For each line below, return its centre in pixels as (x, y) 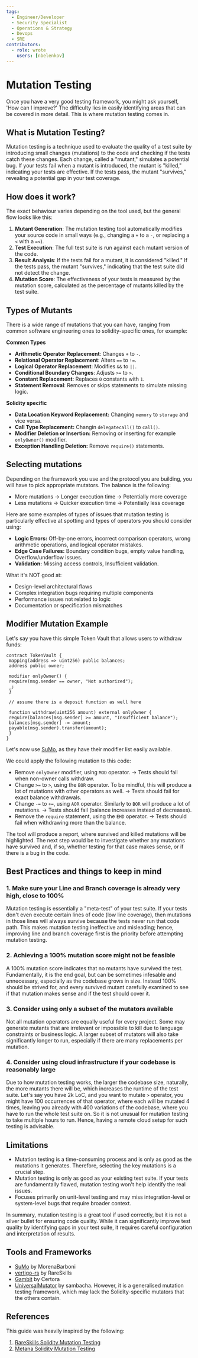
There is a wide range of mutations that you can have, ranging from (88, 324)
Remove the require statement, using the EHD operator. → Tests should (101, 816)
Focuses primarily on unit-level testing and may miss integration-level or (103, 1197)
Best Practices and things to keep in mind (84, 872)
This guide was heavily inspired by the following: (65, 1331)
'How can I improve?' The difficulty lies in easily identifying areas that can (96, 108)
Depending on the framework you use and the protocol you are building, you (99, 479)
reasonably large (31, 1069)
